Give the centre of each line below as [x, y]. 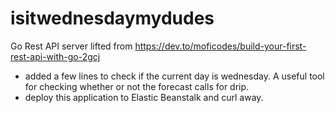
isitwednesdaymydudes [112, 18]
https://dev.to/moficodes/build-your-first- [220, 46]
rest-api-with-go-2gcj [55, 56]
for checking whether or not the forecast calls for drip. [137, 86]
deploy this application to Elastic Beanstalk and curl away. [144, 97]
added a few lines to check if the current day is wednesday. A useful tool [174, 76]
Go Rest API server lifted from [71, 46]
